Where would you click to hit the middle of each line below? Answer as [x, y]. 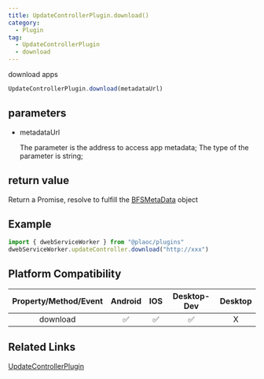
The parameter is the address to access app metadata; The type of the [134, 147]
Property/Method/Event [58, 301]
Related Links [42, 347]
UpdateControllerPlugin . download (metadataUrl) [86, 89]
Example [30, 224]
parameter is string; [51, 156]
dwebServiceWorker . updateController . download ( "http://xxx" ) [109, 250]
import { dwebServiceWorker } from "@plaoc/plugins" [96, 242]
